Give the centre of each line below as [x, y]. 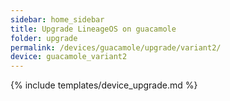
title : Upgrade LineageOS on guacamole [93, 29]
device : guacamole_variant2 [69, 57]
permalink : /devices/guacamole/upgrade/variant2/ [116, 47]
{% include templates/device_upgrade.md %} [104, 85]
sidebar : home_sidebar [57, 19]
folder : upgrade [44, 38]
